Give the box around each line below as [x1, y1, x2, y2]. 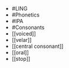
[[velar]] [11, 37, 32, 43]
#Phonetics [11, 11, 40, 18]
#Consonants [11, 24, 45, 31]
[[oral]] [11, 49, 29, 56]
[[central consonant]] [11, 43, 64, 50]
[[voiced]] [11, 30, 37, 37]
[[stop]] [11, 56, 31, 62]
